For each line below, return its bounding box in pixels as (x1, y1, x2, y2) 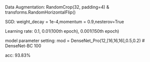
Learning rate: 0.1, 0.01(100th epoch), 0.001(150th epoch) (5, 28, 119, 34)
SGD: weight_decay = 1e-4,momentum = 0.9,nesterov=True (5, 19, 124, 24)
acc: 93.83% (5, 52, 31, 58)
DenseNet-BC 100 (5, 43, 41, 48)
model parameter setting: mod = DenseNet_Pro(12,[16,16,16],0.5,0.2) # (5, 38, 145, 43)
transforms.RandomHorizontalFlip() (5, 9, 76, 15)
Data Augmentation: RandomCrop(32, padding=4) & (5, 4, 110, 10)
